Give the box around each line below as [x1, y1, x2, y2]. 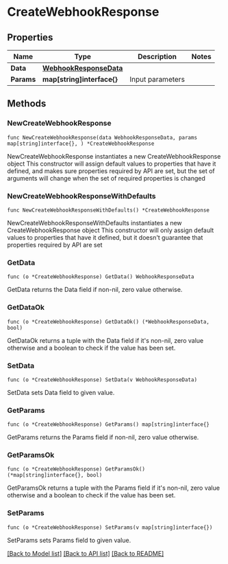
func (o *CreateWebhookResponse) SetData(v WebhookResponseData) [7, 376, 197, 383]
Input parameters [129, 75, 185, 84]
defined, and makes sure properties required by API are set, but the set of [7, 166, 216, 175]
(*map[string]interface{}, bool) [7, 472, 103, 479]
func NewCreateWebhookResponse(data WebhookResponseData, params [7, 134, 197, 141]
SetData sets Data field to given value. [7, 388, 115, 396]
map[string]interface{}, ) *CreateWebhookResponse [7, 140, 155, 147]
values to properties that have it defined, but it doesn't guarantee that [7, 233, 203, 241]
